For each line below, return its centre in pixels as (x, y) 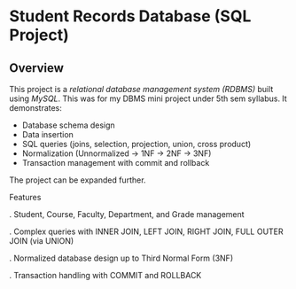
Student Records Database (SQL (130, 16)
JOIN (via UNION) (42, 241)
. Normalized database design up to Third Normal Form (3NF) (121, 258)
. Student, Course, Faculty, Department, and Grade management (127, 214)
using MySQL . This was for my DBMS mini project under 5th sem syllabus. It (148, 98)
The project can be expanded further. (78, 180)
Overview (37, 68)
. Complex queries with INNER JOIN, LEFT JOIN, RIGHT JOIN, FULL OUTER (146, 231)
